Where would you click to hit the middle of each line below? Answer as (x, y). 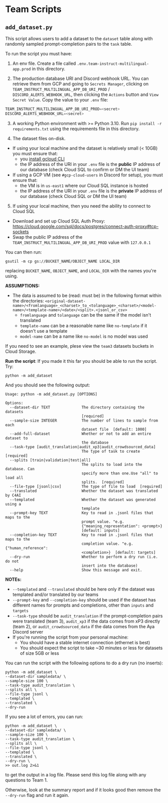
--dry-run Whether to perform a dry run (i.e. (84, 557)
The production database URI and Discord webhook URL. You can (80, 78)
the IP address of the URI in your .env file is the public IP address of (90, 164)
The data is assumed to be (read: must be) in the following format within (87, 295)
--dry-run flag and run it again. (37, 795)
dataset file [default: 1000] (114, 429)
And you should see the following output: (48, 385)
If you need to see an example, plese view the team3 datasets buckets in (79, 346)
